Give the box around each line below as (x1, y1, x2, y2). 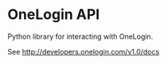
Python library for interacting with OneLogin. (7, 32, 154, 41)
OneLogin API (7, 6, 100, 24)
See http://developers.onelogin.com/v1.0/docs (7, 47, 160, 56)
